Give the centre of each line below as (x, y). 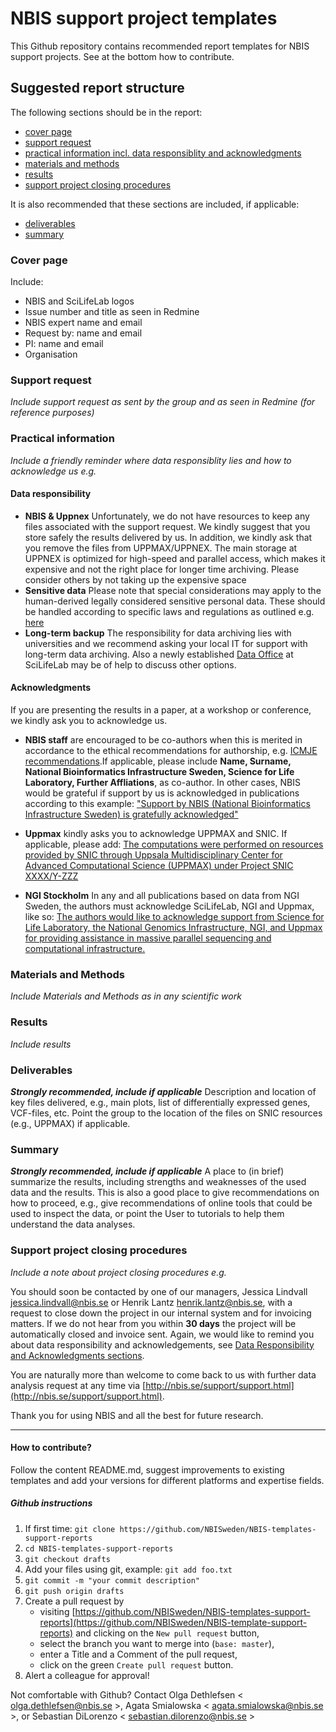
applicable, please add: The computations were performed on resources (174, 844)
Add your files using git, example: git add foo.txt (128, 1569)
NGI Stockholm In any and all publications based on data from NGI (162, 896)
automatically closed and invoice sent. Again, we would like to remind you (162, 1334)
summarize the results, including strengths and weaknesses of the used (158, 1182)
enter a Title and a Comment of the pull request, (138, 1654)
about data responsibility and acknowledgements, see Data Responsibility (162, 1344)
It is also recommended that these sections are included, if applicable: (155, 204)
